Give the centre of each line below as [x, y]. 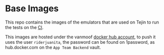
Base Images [32, 9]
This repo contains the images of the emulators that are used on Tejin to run [82, 22]
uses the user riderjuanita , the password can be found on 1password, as [80, 42]
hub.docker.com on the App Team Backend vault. [53, 47]
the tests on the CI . [24, 27]
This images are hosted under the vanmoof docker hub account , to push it [81, 37]
